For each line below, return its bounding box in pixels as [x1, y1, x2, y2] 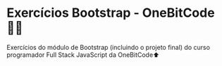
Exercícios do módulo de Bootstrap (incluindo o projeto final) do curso [6, 43, 211, 51]
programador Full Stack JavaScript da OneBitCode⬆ [6, 51, 160, 59]
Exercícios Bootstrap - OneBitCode [6, 5, 216, 21]
